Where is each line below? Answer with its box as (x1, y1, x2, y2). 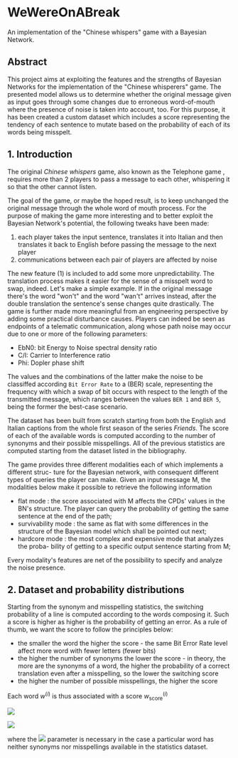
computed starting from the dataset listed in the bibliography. (7, 446, 187, 455)
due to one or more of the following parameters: (7, 329, 148, 338)
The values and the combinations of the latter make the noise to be (7, 372, 204, 380)
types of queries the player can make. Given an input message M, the (7, 475, 211, 484)
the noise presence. (7, 563, 66, 572)
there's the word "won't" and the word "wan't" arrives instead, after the (7, 292, 217, 300)
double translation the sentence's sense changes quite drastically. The (7, 299, 215, 308)
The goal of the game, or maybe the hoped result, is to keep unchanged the (7, 196, 229, 205)
